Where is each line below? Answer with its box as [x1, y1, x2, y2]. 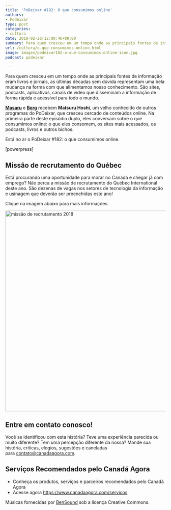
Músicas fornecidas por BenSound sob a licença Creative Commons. [5, 499, 150, 505]
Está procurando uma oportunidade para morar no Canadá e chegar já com [5, 174, 163, 181]
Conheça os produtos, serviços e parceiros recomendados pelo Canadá [12, 478, 164, 485]
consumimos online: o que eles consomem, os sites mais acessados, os [5, 121, 156, 127]
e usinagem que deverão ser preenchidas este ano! [5, 191, 113, 197]
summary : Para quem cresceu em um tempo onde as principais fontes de [5, 41, 158, 46]
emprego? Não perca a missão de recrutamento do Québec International [5, 180, 158, 186]
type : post [5, 21, 28, 27]
